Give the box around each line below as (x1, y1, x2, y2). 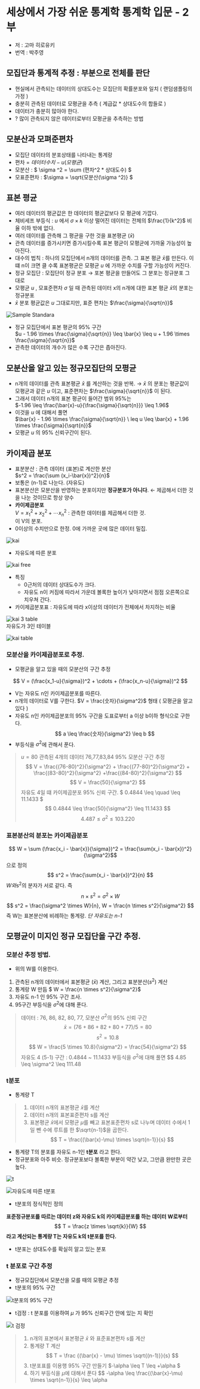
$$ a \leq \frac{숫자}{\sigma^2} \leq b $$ (54, 730, 155, 737)
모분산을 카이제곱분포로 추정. (6, 651, 85, 659)
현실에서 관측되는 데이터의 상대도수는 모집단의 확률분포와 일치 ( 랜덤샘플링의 (14, 85, 193, 92)
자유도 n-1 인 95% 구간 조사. (14, 993, 82, 1000)
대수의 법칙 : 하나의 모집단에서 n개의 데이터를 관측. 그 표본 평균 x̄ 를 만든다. (14, 255, 188, 262)
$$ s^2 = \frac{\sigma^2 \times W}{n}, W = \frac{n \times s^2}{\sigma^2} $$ (7, 902, 194, 909)
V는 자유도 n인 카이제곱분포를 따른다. (14, 689, 101, 697)
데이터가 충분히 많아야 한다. (14, 107, 79, 114)
